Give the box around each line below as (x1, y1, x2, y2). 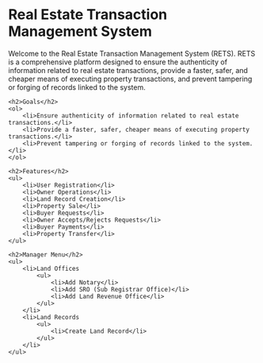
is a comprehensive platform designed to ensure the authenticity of (8, 57, 228, 67)
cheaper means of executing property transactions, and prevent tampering (8, 74, 253, 83)
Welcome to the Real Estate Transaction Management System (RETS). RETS (8, 48, 256, 58)
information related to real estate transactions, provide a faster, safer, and (8, 65, 248, 75)
